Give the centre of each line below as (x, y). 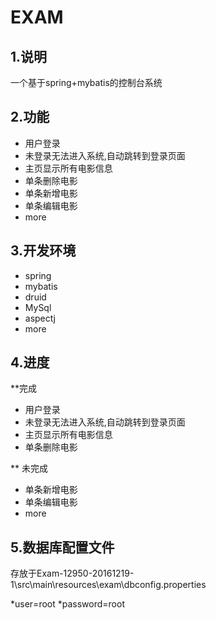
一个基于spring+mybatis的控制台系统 (86, 82)
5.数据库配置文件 (62, 547)
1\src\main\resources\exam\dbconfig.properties (108, 585)
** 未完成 (29, 468)
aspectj (40, 318)
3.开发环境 (43, 251)
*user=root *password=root (67, 604)
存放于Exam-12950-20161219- (72, 573)
